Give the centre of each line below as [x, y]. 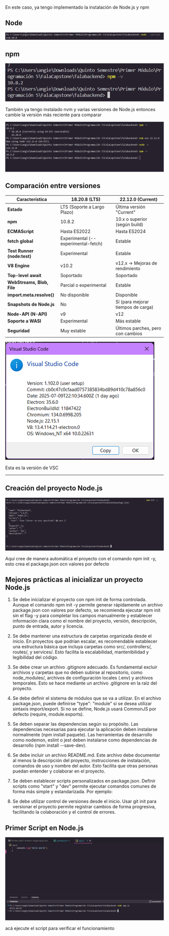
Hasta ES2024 [131, 231]
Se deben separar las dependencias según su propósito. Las [75, 724]
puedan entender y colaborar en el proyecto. [59, 771]
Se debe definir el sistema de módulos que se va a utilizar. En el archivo [87, 698]
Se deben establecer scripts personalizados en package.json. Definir [84, 781]
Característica [32, 199]
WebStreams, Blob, [28, 282]
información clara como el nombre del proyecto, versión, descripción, [85, 621]
